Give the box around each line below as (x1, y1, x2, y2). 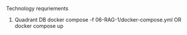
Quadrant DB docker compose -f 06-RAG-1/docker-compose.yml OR (14, 16, 182, 23)
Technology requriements (6, 5, 69, 12)
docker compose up (14, 23, 64, 29)
